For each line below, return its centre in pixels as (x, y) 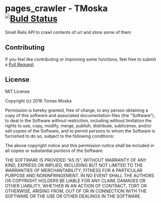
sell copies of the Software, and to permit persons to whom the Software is (80, 131)
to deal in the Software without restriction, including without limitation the (78, 120)
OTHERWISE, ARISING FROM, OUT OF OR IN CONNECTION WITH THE (76, 191)
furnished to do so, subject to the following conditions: (60, 136)
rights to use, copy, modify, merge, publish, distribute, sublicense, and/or (78, 126)
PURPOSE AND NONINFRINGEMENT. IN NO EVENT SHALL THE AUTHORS (80, 175)
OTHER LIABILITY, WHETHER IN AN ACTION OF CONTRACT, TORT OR (76, 186)
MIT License (18, 91)
